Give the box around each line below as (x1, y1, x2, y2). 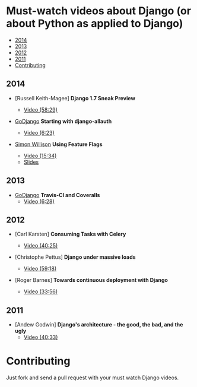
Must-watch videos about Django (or (6, 4, 192, 18)
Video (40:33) (23, 334, 58, 341)
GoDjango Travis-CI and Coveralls (14, 191, 100, 198)
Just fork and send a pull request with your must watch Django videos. (6, 374, 179, 381)
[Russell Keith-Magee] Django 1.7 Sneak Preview (14, 94, 135, 101)
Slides (23, 158, 39, 166)
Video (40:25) (23, 242, 58, 249)
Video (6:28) (23, 198, 55, 205)
